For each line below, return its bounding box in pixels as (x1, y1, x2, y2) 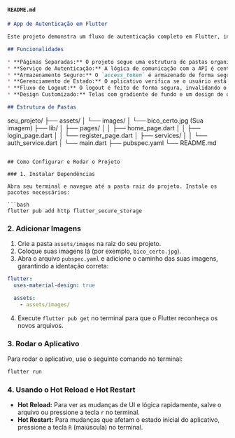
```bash (7, 201, 30, 208)
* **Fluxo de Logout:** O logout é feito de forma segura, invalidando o (7, 85, 227, 92)
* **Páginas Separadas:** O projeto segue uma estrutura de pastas (7, 58, 208, 65)
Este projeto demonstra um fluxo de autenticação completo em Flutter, (7, 33, 220, 41)
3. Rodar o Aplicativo (7, 338, 80, 348)
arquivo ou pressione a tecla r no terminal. (17, 408, 140, 417)
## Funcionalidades (7, 46, 64, 53)
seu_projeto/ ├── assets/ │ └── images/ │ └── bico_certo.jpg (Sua (7, 116, 204, 125)
